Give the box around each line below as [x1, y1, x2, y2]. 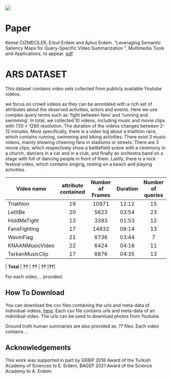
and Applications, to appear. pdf [5, 50, 73, 57]
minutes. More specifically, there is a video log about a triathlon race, [11, 128, 157, 134]
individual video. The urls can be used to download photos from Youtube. [5, 313, 160, 319]
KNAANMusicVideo [8, 242, 55, 249]
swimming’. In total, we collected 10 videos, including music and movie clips [5, 117, 165, 123]
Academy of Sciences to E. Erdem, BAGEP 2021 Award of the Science [5, 363, 153, 369]
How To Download [5, 288, 65, 297]
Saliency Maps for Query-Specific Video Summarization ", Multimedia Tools [5, 45, 165, 51]
